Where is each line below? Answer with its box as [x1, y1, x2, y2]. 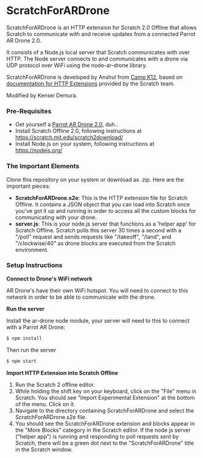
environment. [15, 246, 49, 253]
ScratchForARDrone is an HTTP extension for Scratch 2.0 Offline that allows [6, 24, 197, 31]
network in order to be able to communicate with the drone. [6, 293, 156, 301]
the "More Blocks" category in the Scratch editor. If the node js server [15, 426, 191, 434]
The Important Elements [6, 162, 80, 171]
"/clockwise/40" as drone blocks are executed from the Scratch [15, 239, 176, 247]
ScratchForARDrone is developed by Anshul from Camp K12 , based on [6, 73, 183, 81]
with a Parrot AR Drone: [6, 323, 66, 331]
